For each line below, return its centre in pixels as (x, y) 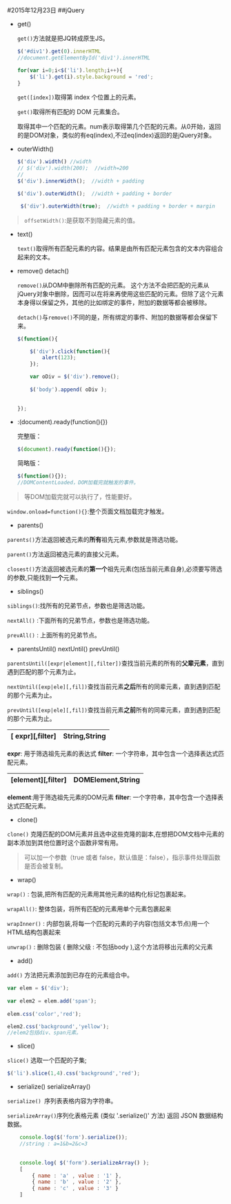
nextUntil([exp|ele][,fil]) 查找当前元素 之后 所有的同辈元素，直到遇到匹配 (114, 686)
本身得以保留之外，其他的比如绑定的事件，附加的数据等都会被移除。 (114, 302)
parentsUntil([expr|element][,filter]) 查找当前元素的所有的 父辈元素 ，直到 (115, 664)
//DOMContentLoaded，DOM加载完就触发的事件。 (78, 483)
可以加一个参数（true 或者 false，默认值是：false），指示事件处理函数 (122, 857)
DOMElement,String (107, 780)
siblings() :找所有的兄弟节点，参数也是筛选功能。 (78, 606)
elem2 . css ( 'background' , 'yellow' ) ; (58, 1026)
